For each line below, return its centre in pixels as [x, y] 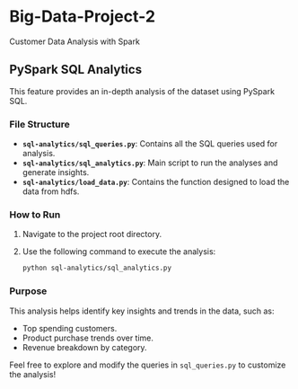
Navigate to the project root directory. [92, 234]
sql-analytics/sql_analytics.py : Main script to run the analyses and [150, 163]
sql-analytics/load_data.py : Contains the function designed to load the [156, 182]
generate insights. [56, 172]
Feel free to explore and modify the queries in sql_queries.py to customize [148, 365]
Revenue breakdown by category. [84, 347]
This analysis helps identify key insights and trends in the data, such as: [142, 311]
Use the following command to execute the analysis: [119, 252]
